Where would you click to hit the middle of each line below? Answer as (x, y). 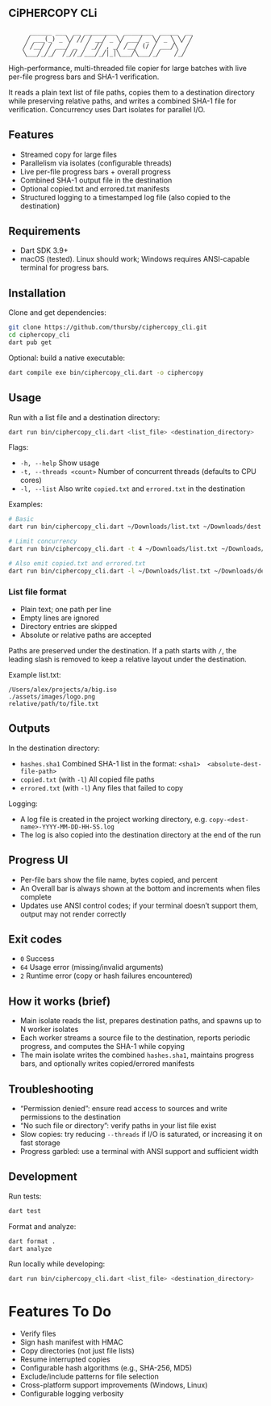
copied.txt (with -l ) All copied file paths (87, 779)
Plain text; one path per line (65, 609)
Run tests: (25, 1196)
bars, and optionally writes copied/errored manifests (107, 1064)
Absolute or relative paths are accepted (85, 635)
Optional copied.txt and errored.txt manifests (95, 188)
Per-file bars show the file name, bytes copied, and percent (119, 879)
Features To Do (60, 1311)
